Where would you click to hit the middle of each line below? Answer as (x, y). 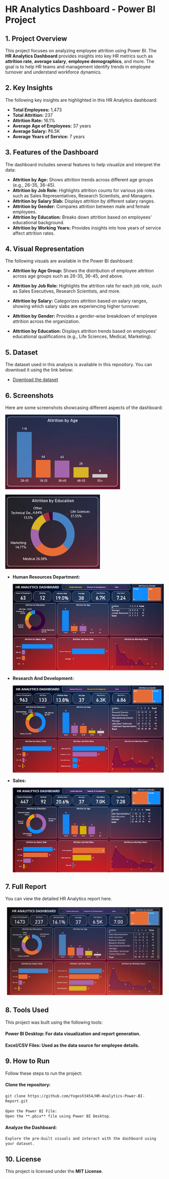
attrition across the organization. (46, 321)
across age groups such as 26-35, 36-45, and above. (68, 276)
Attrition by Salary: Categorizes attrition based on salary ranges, (80, 301)
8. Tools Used (27, 1010)
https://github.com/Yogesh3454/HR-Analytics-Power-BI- (86, 1096)
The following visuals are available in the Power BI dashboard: (69, 261)
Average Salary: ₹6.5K (36, 131)
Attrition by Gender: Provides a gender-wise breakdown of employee (85, 316)
